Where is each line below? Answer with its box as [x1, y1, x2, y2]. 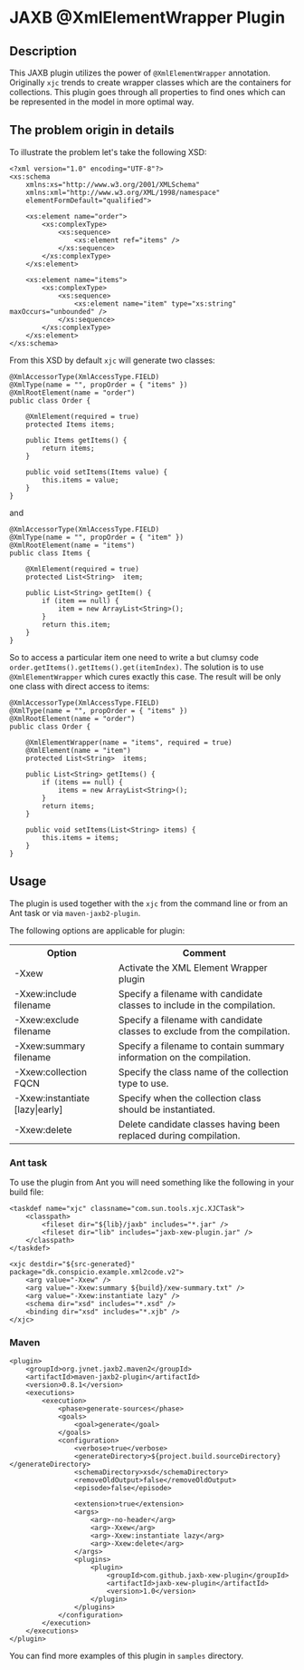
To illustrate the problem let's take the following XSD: [9, 146, 207, 157]
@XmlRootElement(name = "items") [9, 541, 136, 550]
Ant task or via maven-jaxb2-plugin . [9, 907, 141, 918]
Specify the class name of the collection [118, 1065, 290, 1078]
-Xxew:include [14, 987, 77, 1000]
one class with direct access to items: [9, 680, 150, 691]
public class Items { [9, 548, 91, 558]
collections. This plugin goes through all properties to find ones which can [9, 87, 286, 97]
